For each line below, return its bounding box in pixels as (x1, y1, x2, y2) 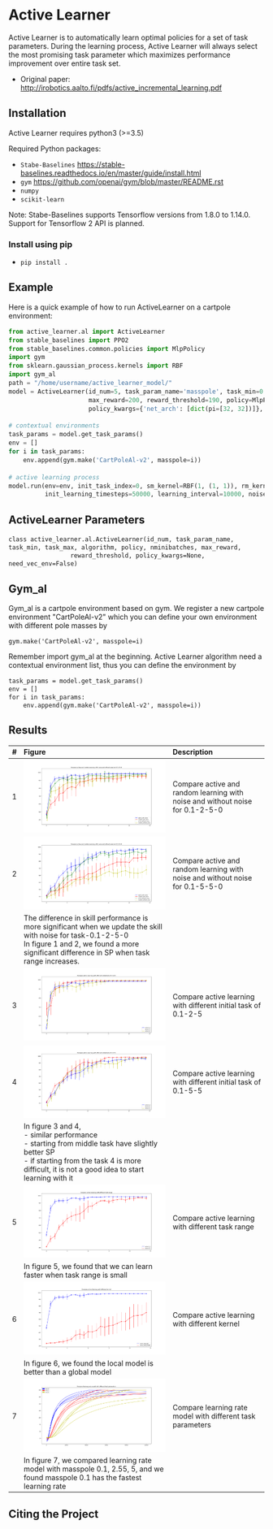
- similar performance (24, 1130, 98, 1140)
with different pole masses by (8, 620, 108, 630)
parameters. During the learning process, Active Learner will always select (8, 41, 258, 50)
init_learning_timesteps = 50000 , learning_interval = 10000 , (44, 490, 245, 499)
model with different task (172, 1411, 256, 1421)
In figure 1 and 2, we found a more (24, 938, 140, 948)
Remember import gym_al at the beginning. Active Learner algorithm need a (8, 652, 262, 661)
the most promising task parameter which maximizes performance (8, 50, 231, 59)
